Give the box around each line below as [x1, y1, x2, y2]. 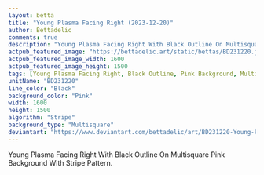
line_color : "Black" [8, 84, 76, 93]
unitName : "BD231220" [8, 77, 79, 85]
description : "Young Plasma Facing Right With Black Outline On [8, 41, 223, 49]
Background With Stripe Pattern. [8, 158, 113, 167]
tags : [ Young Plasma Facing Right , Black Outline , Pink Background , [8, 70, 237, 78]
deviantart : [8, 128, 47, 136]
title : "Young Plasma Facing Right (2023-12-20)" [8, 19, 174, 27]
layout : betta [8, 11, 55, 20]
